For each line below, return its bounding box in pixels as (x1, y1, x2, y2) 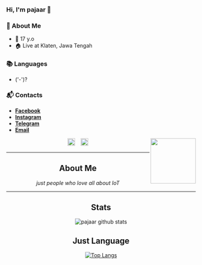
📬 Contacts (6, 91, 43, 99)
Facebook (14, 107, 41, 114)
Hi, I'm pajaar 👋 (6, 5, 52, 14)
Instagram (14, 113, 41, 120)
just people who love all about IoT (35, 179, 120, 186)
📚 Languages (6, 60, 48, 68)
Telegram (14, 120, 40, 127)
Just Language (72, 235, 130, 246)
